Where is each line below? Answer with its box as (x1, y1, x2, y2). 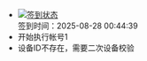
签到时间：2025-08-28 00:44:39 (17, 20, 139, 31)
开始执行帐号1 (17, 32, 68, 42)
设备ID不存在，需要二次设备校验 (17, 42, 135, 53)
